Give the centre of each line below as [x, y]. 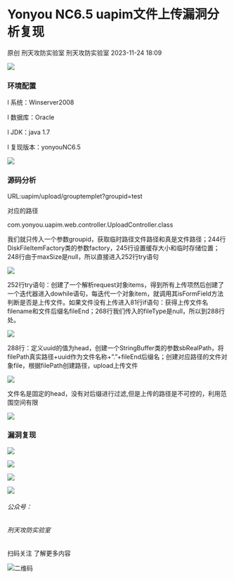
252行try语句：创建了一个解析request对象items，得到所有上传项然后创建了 [116, 284]
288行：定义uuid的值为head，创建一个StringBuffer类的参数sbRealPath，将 [116, 347]
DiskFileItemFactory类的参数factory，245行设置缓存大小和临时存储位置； [113, 248]
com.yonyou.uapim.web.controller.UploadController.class [90, 225]
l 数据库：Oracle [31, 117]
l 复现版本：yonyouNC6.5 [44, 147]
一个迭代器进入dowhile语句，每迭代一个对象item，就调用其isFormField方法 [116, 293]
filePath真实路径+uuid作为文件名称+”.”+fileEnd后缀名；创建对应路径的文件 [114, 357]
